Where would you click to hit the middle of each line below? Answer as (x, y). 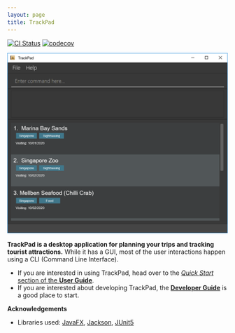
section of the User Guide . (56, 280)
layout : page (26, 15)
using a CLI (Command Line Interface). (63, 259)
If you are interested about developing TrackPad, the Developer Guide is (122, 288)
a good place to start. (48, 295)
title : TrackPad (31, 22)
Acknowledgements (37, 309)
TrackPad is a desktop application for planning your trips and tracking (111, 245)
